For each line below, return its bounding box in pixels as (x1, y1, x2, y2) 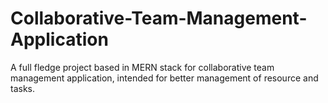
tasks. (10, 82, 36, 94)
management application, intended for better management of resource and (10, 72, 319, 84)
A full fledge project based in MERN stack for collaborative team (10, 61, 275, 73)
